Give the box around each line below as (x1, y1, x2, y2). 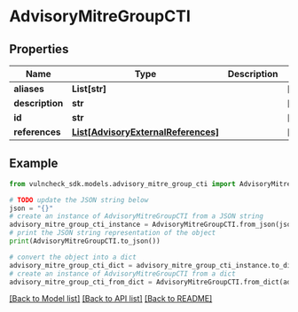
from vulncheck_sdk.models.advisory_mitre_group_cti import (9, 179, 237, 188)
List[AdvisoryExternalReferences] (71, 126, 220, 138)
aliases (13, 82, 44, 95)
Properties (9, 42, 69, 57)
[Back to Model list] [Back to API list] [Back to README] (9, 293, 213, 304)
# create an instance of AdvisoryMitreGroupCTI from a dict (9, 269, 237, 278)
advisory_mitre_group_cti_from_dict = (9, 277, 153, 286)
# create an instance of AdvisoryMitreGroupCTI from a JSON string (9, 212, 264, 221)
